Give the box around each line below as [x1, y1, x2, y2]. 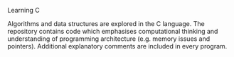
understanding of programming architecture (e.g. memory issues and [7, 34, 211, 43]
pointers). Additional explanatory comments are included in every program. [7, 42, 228, 50]
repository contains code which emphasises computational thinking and [7, 27, 218, 35]
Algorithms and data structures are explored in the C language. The [7, 20, 205, 27]
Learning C [7, 6, 41, 14]
